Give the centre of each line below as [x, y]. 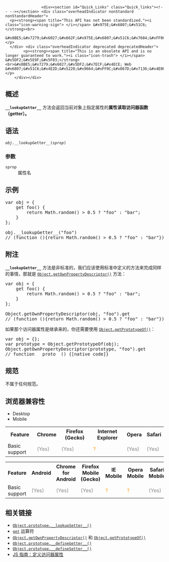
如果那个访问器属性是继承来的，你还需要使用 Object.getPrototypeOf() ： [80, 329]
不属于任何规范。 [23, 384]
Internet [107, 431]
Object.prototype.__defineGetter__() [52, 543]
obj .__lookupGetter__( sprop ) [36, 143]
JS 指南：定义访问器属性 [38, 554]
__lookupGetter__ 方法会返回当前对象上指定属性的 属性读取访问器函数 [77, 107]
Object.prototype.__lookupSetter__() [52, 525]
